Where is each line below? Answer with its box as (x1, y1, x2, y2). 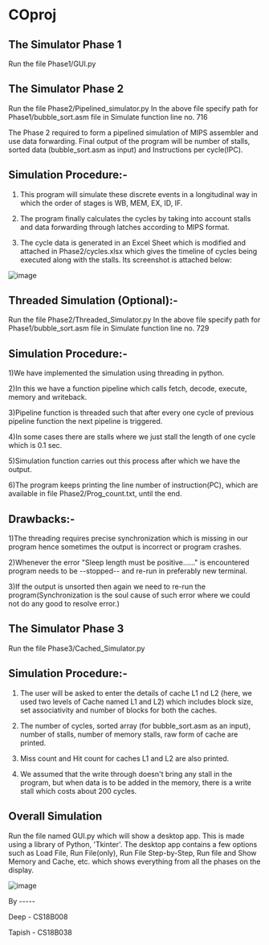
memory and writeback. (8, 392, 88, 402)
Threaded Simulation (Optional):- (8, 294, 178, 307)
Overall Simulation (8, 810, 103, 824)
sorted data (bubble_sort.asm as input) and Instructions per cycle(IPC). (8, 145, 243, 154)
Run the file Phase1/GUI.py (8, 59, 96, 68)
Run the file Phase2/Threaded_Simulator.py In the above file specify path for (8, 315, 261, 325)
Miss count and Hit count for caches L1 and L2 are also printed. (19, 754, 230, 763)
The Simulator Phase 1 (8, 38, 122, 51)
